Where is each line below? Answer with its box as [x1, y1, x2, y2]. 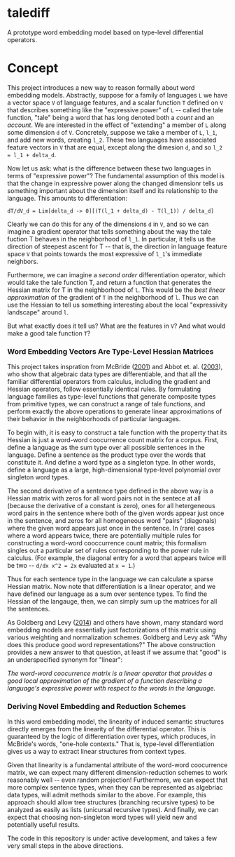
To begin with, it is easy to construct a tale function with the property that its [7, 428, 227, 437]
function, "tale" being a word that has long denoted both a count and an [7, 113, 215, 121]
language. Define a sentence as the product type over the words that [7, 451, 206, 459]
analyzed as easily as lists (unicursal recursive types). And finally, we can [7, 806, 219, 814]
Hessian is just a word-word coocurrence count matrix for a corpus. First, [7, 436, 219, 444]
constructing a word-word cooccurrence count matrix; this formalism [7, 539, 207, 547]
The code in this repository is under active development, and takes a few [7, 834, 218, 843]
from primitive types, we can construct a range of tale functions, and [7, 400, 206, 408]
